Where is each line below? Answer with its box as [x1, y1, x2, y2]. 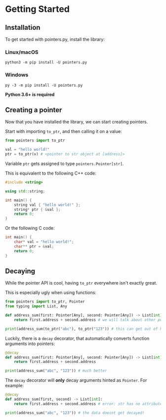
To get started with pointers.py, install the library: [5, 36, 105, 42]
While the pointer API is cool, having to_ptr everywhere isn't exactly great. [5, 280, 157, 286]
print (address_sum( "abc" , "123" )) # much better [5, 368, 107, 373]
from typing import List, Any [5, 304, 68, 309]
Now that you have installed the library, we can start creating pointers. [5, 119, 148, 125]
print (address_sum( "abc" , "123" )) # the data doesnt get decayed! [5, 410, 145, 415]
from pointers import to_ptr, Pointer [5, 299, 85, 304]
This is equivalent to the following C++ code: [5, 170, 96, 177]
